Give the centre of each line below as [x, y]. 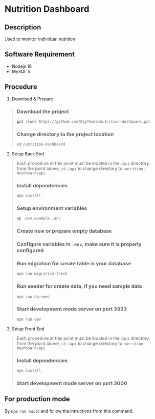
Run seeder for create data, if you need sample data [79, 286]
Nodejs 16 [22, 66]
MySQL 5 [21, 71]
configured [30, 251]
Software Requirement [40, 54]
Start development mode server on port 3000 [72, 383]
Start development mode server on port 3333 [72, 309]
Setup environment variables [52, 208]
